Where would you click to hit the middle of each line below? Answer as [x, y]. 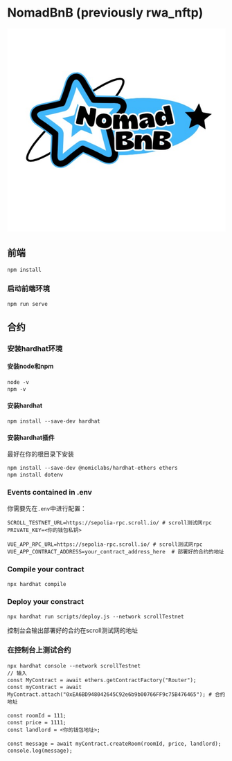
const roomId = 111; [37, 715]
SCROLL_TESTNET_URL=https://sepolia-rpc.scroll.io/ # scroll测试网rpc [110, 523]
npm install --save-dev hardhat [54, 421]
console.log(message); [40, 751]
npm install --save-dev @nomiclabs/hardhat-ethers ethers [92, 468]
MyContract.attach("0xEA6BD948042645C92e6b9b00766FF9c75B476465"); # [110, 694]
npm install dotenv [35, 475]
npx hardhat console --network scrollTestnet [74, 666]
